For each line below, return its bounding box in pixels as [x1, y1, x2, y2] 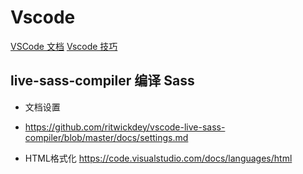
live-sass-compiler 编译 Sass [10, 72, 195, 90]
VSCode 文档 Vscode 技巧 [10, 40, 118, 52]
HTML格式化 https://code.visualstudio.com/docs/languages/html [24, 152, 293, 164]
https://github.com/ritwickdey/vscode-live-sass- [24, 121, 226, 133]
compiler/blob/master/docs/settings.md [24, 131, 189, 143]
